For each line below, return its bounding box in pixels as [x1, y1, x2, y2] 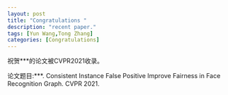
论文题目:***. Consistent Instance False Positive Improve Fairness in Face [7, 72, 221, 80]
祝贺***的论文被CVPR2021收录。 [7, 57, 104, 65]
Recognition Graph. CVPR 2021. [7, 80, 100, 88]
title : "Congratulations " [7, 17, 87, 24]
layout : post [7, 10, 46, 18]
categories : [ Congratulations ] [7, 37, 100, 44]
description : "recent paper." [7, 23, 97, 30]
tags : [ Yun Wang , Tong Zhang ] [7, 30, 93, 37]
